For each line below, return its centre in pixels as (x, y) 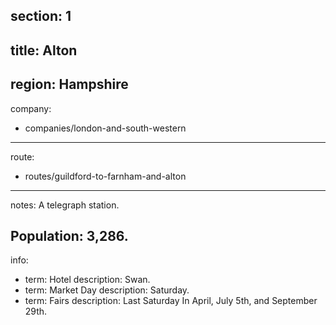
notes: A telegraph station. (65, 205)
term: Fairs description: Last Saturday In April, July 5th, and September (171, 301)
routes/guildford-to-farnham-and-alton (105, 176)
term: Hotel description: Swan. (87, 280)
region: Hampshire (69, 84)
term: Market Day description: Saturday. (107, 290)
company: (31, 108)
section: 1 (41, 16)
